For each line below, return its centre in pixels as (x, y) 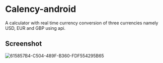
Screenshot (24, 44)
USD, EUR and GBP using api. (35, 28)
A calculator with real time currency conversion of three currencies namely (82, 23)
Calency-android (41, 9)
